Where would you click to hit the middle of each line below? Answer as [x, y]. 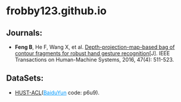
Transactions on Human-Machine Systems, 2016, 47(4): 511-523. [94, 60]
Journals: [24, 33]
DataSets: [25, 78]
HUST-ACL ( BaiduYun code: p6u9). [57, 93]
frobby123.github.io [57, 11]
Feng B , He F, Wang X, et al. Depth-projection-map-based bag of [95, 47]
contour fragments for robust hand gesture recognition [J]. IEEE [92, 53]
